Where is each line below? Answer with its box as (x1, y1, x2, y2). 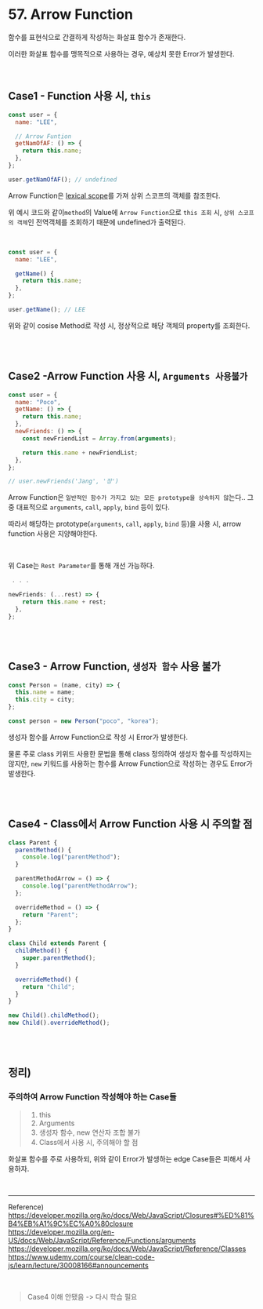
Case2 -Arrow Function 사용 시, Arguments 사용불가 (8, 370, 248, 383)
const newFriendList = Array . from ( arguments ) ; (22, 434, 177, 443)
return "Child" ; (22, 983, 76, 990)
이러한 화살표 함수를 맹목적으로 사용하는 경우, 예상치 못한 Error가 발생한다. (8, 49, 235, 58)
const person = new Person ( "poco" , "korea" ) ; (8, 717, 159, 725)
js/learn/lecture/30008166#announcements (8, 1260, 149, 1270)
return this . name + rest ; (22, 598, 107, 606)
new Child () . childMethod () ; (8, 1012, 100, 1019)
